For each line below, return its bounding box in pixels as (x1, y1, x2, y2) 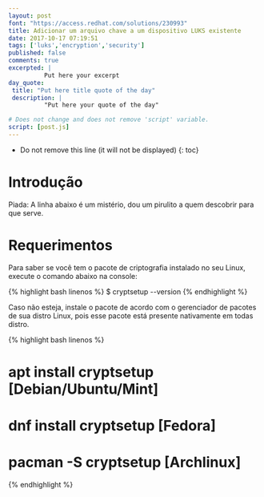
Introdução (8, 173, 83, 192)
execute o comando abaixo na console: (8, 271, 138, 281)
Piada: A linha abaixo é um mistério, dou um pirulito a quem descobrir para (8, 200, 254, 209)
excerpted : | (8, 64, 52, 72)
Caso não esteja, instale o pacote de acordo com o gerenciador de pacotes (8, 302, 257, 312)
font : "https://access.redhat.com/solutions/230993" (8, 19, 188, 27)
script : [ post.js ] (8, 123, 70, 131)
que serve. (8, 208, 44, 217)
